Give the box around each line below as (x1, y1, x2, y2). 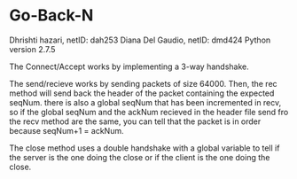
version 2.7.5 (9, 43, 56, 54)
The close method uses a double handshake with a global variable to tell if (9, 143, 280, 153)
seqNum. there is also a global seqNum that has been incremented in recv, (9, 97, 282, 107)
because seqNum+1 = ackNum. (9, 125, 124, 136)
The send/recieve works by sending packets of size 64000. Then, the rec (9, 78, 277, 89)
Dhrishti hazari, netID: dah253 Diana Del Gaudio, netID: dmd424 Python (9, 35, 271, 45)
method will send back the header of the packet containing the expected (9, 88, 275, 98)
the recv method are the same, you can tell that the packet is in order (9, 116, 262, 127)
